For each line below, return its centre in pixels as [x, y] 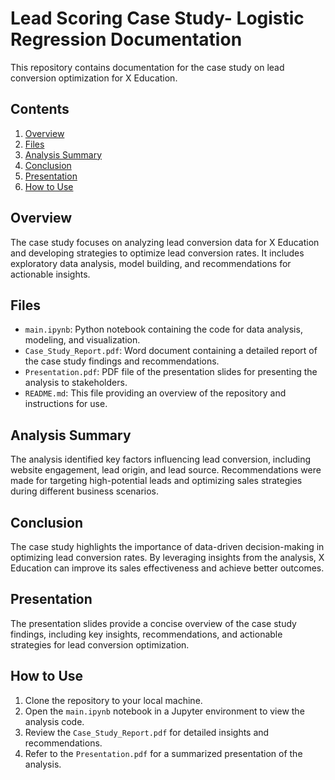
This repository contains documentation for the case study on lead [147, 67]
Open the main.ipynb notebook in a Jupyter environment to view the [164, 711]
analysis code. [54, 721]
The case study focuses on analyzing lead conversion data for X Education [165, 242]
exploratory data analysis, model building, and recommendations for [151, 263]
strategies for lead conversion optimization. [100, 644]
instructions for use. [66, 404]
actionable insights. [50, 274]
